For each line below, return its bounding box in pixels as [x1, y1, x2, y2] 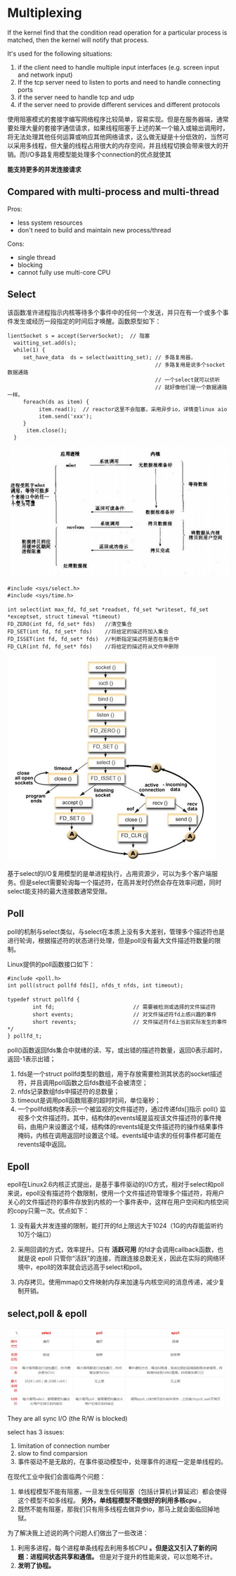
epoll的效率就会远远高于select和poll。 [36, 1263, 146, 1272]
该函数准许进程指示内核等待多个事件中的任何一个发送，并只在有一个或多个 [7, 308, 223, 316]
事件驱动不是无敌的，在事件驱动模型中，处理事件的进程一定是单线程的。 [17, 1457, 227, 1465]
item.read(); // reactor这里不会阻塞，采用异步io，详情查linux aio [38, 406, 228, 413]
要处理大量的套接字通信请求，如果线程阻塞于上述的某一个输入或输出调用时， [7, 123, 229, 132]
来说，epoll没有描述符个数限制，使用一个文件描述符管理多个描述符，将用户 [7, 1189, 225, 1198]
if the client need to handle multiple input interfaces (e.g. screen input [17, 63, 220, 71]
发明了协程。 [17, 1561, 55, 1570]
